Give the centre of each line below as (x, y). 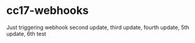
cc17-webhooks (47, 11)
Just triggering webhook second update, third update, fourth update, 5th (98, 27)
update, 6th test (26, 33)
